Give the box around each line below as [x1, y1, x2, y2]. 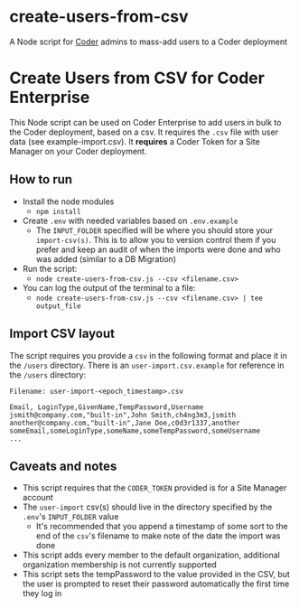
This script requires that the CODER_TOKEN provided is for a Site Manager [22, 482, 287, 493]
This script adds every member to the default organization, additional [22, 549, 280, 561]
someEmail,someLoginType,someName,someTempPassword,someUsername [9, 426, 260, 435]
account [22, 492, 54, 503]
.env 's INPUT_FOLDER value [22, 511, 119, 522]
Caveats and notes [9, 458, 117, 473]
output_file [35, 301, 81, 311]
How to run [9, 172, 73, 187]
